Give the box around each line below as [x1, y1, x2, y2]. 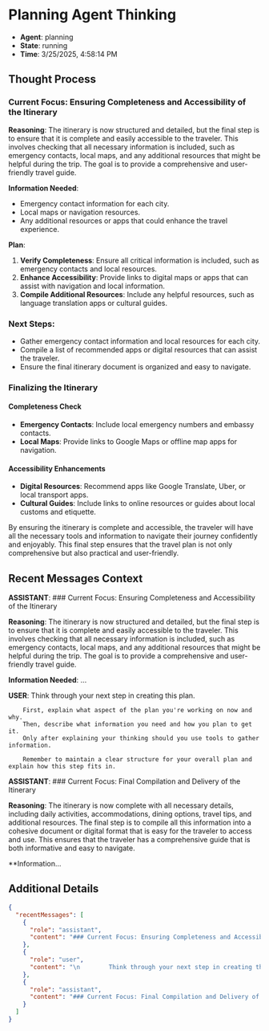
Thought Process [8, 72, 96, 86]
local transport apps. [19, 490, 89, 499]
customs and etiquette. [19, 507, 96, 517]
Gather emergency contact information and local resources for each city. [19, 336, 261, 346]
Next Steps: [8, 318, 55, 329]
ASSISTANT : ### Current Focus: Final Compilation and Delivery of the [8, 776, 241, 786]
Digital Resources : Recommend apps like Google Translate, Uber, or [19, 482, 246, 491]
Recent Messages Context [8, 572, 143, 585]
